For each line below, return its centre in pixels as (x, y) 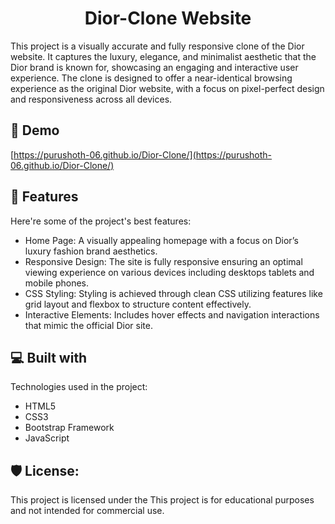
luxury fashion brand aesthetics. (91, 251)
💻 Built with (49, 357)
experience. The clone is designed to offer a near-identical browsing (151, 78)
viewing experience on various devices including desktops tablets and (169, 272)
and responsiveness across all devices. (91, 99)
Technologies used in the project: (79, 387)
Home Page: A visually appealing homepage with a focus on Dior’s (161, 240)
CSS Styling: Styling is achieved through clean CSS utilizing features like (173, 293)
